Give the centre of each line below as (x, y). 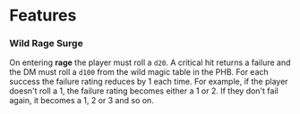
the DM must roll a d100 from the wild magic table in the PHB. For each (139, 72)
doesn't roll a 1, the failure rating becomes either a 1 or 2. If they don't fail (144, 91)
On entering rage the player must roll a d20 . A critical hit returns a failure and (150, 62)
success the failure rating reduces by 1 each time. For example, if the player (149, 82)
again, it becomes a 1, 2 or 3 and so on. (81, 101)
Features (43, 16)
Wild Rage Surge (46, 44)
